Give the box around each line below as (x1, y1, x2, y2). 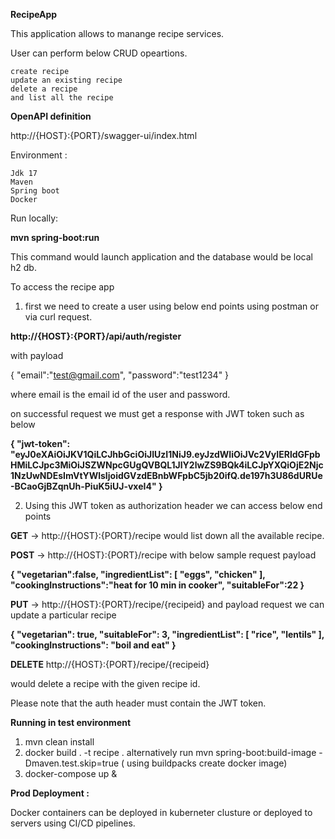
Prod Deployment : (10, 787, 90, 799)
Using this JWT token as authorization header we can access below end (24, 500, 323, 511)
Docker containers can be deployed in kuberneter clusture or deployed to (10, 807, 313, 818)
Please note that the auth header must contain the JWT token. (10, 697, 267, 709)
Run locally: (10, 212, 59, 224)
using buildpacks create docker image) (126, 757, 288, 769)
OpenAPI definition (10, 110, 92, 122)
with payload (10, 350, 64, 361)
